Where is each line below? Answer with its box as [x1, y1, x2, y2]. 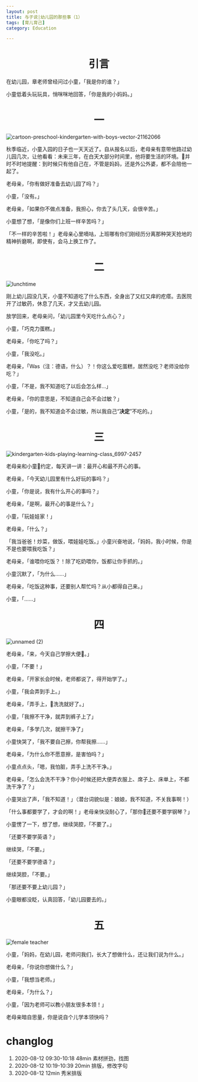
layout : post [6, 8, 38, 15]
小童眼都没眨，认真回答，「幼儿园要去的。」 [6, 896, 110, 903]
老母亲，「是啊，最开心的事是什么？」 [6, 500, 97, 507]
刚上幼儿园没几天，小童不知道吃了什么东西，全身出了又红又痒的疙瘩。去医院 [6, 293, 192, 300]
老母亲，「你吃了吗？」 [6, 337, 61, 345]
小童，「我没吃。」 [6, 350, 48, 358]
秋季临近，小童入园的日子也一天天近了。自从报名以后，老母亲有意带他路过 [6, 146, 187, 153]
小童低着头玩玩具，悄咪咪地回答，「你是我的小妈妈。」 [6, 91, 136, 98]
